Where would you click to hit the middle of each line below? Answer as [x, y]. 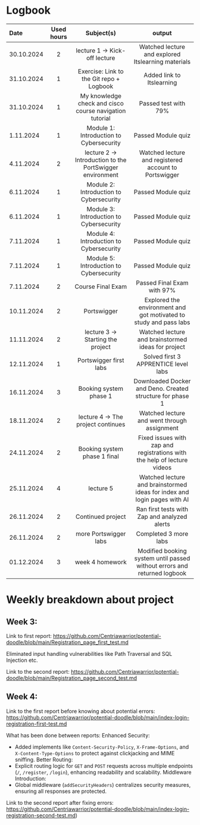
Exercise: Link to [101, 71]
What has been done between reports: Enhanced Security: [78, 735]
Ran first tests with [162, 509]
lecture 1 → [92, 50]
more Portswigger [101, 534]
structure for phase [162, 396]
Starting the [101, 339]
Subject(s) [101, 33]
